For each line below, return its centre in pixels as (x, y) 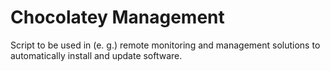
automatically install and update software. (96, 55)
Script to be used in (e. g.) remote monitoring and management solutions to (165, 45)
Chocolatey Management (117, 17)
